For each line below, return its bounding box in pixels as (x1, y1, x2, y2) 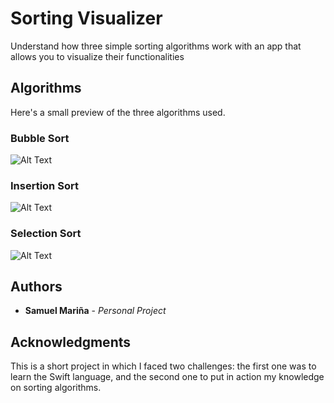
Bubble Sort (10, 131, 70, 145)
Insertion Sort (10, 178, 79, 192)
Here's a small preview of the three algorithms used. (10, 106, 226, 118)
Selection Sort (10, 227, 82, 241)
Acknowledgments (10, 333, 132, 351)
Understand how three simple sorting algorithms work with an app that (10, 40, 302, 52)
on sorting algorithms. (10, 382, 102, 394)
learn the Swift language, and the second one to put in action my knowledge (10, 371, 325, 383)
